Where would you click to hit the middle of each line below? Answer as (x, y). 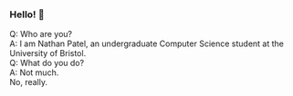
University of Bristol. (48, 53)
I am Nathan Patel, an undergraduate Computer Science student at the (152, 43)
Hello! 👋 (27, 14)
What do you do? (52, 63)
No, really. (29, 82)
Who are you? (46, 34)
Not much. (39, 72)
